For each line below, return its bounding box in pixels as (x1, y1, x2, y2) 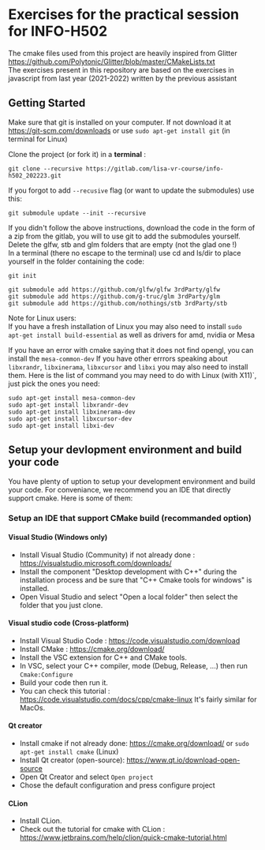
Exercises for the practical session (8, 6, 240, 24)
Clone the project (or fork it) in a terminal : (8, 149, 146, 159)
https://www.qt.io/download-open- (125, 755, 241, 765)
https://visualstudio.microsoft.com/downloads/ (19, 558, 172, 567)
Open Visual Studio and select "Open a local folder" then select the (19, 592, 238, 601)
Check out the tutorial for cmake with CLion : (19, 825, 166, 834)
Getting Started (8, 96, 86, 110)
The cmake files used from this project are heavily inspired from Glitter (8, 48, 238, 58)
